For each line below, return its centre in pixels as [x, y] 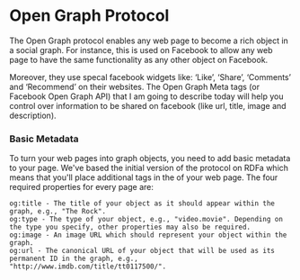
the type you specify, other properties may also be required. [130, 227]
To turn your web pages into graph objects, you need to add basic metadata [150, 158]
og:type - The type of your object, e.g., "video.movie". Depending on [146, 220]
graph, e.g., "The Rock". [57, 212]
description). [33, 115]
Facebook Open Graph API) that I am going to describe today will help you [146, 96]
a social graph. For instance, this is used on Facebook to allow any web [141, 50]
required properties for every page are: [82, 187]
